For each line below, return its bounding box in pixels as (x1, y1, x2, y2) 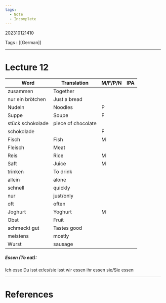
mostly (53, 233, 69, 240)
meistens (7, 233, 29, 240)
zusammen (7, 88, 34, 95)
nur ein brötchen (7, 96, 46, 103)
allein (7, 176, 20, 183)
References (5, 289, 53, 300)
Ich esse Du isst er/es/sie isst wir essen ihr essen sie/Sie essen (5, 267, 134, 273)
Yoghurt (53, 208, 72, 215)
